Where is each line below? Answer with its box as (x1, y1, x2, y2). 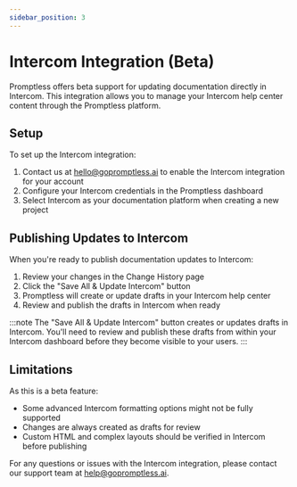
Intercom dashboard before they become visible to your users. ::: (9, 336, 248, 347)
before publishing (21, 441, 87, 451)
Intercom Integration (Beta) (9, 51, 215, 71)
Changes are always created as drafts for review (21, 422, 201, 433)
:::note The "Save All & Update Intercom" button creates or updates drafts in (9, 318, 288, 328)
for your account (21, 176, 85, 187)
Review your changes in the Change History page (21, 271, 205, 282)
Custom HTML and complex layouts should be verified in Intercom (21, 432, 266, 442)
